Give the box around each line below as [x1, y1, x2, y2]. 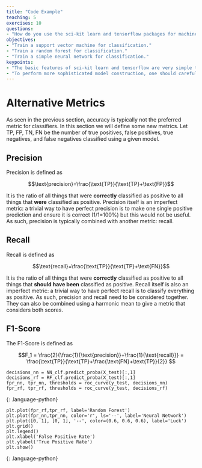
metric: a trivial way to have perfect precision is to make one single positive [6, 205, 193, 212]
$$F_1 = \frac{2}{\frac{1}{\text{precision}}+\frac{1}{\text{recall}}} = [17, 351, 185, 359]
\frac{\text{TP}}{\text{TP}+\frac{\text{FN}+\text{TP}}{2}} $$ [26, 357, 176, 365]
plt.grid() [6, 423, 34, 429]
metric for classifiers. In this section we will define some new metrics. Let [6, 123, 188, 130]
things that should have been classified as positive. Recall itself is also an [6, 280, 189, 288]
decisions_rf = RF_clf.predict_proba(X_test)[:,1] [6, 374, 136, 381]
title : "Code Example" [6, 8, 63, 15]
